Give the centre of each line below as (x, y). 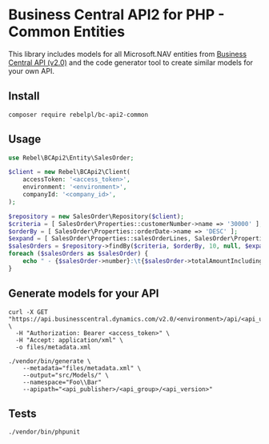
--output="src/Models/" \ (66, 375)
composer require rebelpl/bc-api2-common (78, 115)
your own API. (31, 71)
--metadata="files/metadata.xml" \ (82, 368)
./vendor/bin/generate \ (50, 361)
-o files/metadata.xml (53, 347)
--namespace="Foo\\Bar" (62, 382)
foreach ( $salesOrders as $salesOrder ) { (78, 254)
